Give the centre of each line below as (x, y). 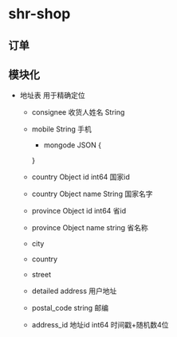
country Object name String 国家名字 (92, 194)
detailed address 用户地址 (74, 291)
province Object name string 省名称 (90, 228)
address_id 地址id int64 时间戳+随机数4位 (100, 325)
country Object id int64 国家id (81, 177)
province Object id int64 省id (79, 211)
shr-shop (39, 14)
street (41, 275)
